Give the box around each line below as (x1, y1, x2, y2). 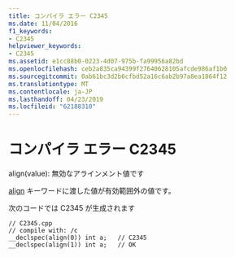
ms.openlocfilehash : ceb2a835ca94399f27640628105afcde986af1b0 (8, 65, 228, 73)
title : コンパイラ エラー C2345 (8, 11, 108, 20)
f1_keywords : (8, 27, 53, 35)
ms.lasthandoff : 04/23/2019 (8, 95, 104, 103)
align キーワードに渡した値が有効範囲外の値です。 (8, 186, 176, 196)
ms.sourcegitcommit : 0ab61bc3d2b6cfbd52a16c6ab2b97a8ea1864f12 (8, 72, 228, 81)
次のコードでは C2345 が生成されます (8, 203, 136, 213)
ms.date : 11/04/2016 (8, 20, 79, 28)
